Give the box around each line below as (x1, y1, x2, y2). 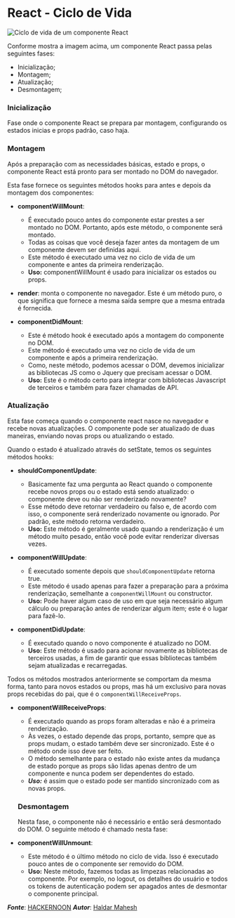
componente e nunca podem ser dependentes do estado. (27, 769, 195, 778)
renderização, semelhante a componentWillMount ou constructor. (27, 589, 213, 598)
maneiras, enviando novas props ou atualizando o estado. (7, 431, 175, 440)
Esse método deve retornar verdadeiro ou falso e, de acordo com (27, 502, 217, 511)
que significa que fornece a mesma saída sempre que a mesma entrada (17, 296, 225, 305)
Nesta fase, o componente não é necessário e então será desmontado (17, 818, 222, 826)
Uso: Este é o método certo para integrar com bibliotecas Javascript (27, 376, 226, 384)
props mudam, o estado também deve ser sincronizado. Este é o (27, 739, 215, 747)
